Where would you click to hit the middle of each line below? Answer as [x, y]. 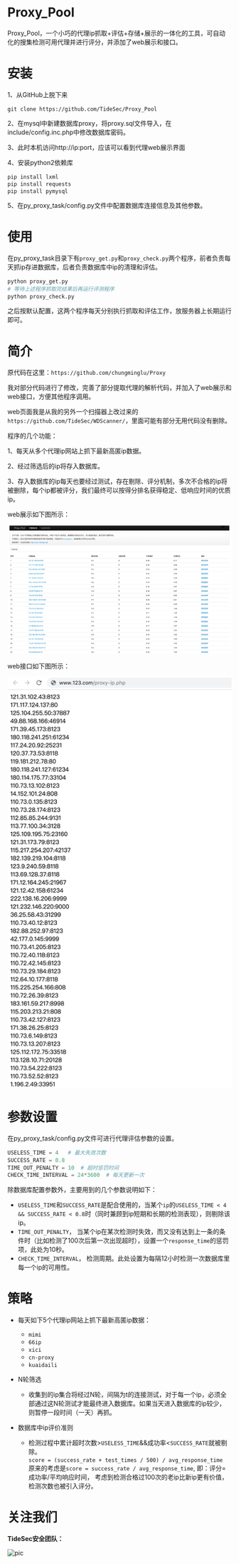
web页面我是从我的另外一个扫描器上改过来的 [73, 412]
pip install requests [39, 184]
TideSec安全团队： [36, 1539]
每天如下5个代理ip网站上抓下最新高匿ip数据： [84, 1320]
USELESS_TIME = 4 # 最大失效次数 [57, 1153]
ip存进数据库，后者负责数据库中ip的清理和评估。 [90, 267]
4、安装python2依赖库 [40, 162]
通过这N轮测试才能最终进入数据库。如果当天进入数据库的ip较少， [130, 1403]
